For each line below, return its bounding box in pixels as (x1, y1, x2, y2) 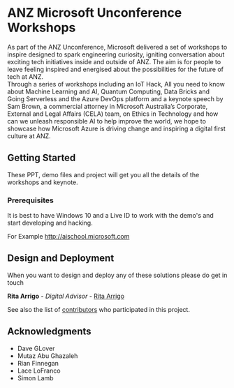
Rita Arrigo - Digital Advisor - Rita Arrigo (7, 292, 124, 300)
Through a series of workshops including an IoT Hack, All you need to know (7, 80, 225, 88)
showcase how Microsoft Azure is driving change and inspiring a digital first (7, 124, 226, 133)
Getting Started (7, 152, 76, 164)
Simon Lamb (17, 373, 54, 382)
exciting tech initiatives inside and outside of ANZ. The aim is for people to (7, 57, 221, 66)
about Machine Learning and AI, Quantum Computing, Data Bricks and (7, 87, 210, 96)
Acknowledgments (7, 326, 92, 338)
